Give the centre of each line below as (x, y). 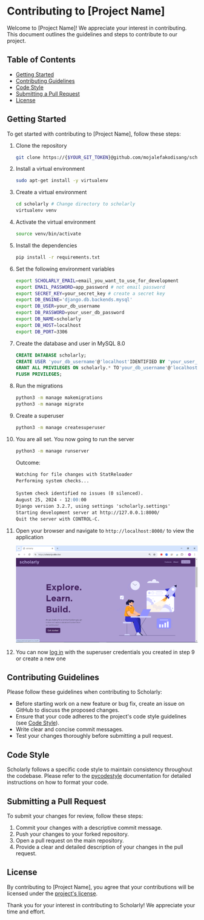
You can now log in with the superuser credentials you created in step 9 (105, 652)
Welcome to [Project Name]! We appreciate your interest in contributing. (97, 28)
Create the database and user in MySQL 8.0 (70, 343)
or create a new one (41, 659)
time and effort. (26, 912)
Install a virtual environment (50, 169)
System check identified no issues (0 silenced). (80, 494)
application (30, 537)
